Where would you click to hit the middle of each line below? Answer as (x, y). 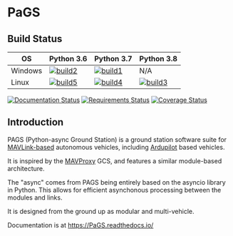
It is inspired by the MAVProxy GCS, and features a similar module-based (115, 160)
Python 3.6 (68, 59)
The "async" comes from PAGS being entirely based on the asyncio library (116, 182)
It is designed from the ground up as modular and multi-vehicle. (101, 211)
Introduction (36, 122)
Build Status (35, 39)
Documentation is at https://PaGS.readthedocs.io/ (81, 225)
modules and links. (35, 197)
